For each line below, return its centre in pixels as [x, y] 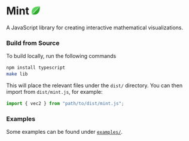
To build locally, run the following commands [61, 56]
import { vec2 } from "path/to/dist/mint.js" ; [65, 103]
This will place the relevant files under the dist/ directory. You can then [94, 85]
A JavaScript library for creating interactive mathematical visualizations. [95, 27]
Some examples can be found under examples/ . [64, 132]
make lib [17, 74]
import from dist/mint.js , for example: [54, 91]
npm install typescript [36, 68]
